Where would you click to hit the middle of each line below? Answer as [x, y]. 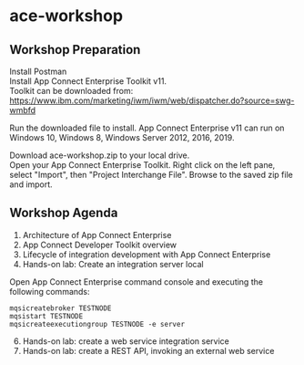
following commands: [50, 291]
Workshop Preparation [75, 50]
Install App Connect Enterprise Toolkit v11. [88, 81]
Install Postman [38, 71]
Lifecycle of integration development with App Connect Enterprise [147, 254]
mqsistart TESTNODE [46, 316]
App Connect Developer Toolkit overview [100, 245]
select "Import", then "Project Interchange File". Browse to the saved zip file [151, 175]
